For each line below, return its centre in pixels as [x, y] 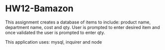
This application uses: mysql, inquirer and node [54, 42]
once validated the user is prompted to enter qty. [55, 32]
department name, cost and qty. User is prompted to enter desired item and [82, 27]
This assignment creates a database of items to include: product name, [78, 22]
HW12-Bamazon [39, 9]
